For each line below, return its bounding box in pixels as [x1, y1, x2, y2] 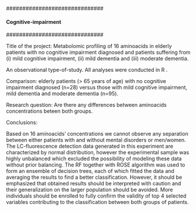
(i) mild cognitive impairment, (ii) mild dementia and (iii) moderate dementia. [6, 55, 189, 62]
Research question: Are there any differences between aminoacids [6, 102, 167, 109]
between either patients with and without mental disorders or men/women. [6, 137, 186, 144]
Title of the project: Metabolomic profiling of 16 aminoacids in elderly [6, 43, 172, 50]
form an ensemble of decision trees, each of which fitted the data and [6, 168, 174, 175]
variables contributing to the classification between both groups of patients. [6, 199, 189, 206]
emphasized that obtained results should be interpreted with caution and [6, 180, 181, 187]
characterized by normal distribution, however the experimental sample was [6, 149, 190, 156]
